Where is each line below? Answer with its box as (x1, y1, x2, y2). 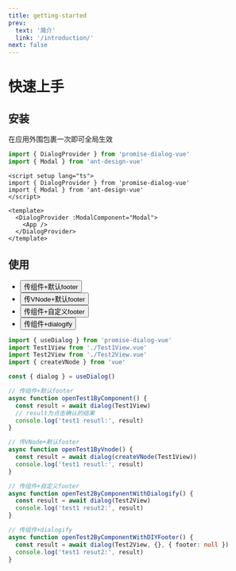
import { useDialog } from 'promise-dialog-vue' (8, 336, 172, 344)
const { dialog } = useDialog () (8, 372, 115, 381)
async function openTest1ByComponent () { (8, 394, 148, 402)
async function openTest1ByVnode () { (8, 446, 133, 453)
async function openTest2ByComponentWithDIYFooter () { (8, 533, 194, 541)
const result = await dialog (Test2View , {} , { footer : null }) (15, 541, 229, 549)
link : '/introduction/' (15, 33, 94, 42)
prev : (8, 19, 26, 27)
